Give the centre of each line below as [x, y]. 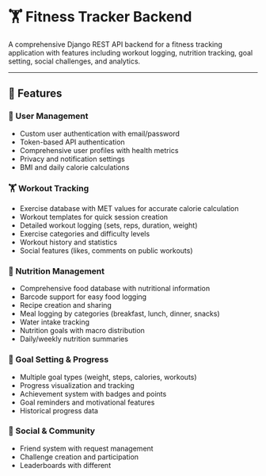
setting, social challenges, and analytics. [74, 61]
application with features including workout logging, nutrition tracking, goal [131, 52]
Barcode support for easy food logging [83, 297]
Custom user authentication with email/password [100, 133]
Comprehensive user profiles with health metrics [99, 150]
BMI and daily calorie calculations [74, 167]
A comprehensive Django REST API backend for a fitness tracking [116, 44]
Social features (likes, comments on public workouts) [106, 250]
